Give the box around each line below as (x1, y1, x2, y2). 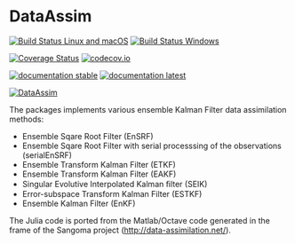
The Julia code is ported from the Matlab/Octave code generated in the (9, 215, 271, 225)
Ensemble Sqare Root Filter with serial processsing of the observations (21, 140, 282, 151)
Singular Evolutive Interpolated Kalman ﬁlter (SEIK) (21, 178, 208, 189)
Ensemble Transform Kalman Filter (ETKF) (21, 159, 176, 169)
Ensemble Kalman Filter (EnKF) (21, 198, 136, 209)
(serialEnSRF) (21, 149, 73, 161)
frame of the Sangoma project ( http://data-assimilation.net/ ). (9, 224, 231, 235)
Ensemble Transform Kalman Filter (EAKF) (21, 169, 177, 179)
